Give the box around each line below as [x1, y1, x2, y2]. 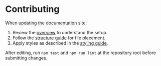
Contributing [5, 3, 60, 15]
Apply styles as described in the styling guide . [12, 40, 108, 46]
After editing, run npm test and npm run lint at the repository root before [5, 50, 156, 56]
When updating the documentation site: [5, 20, 87, 26]
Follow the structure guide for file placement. [12, 35, 106, 41]
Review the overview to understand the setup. [12, 29, 108, 35]
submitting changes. [5, 55, 48, 61]
